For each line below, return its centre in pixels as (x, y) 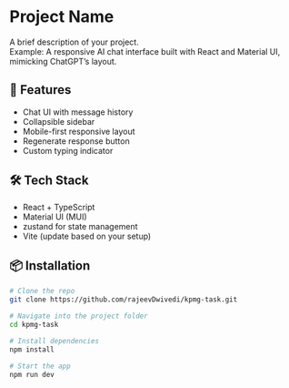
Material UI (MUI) (55, 217)
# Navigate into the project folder (79, 316)
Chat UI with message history (78, 112)
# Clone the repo (42, 291)
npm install (32, 349)
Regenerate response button (76, 141)
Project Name (62, 17)
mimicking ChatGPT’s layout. (63, 61)
